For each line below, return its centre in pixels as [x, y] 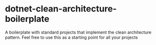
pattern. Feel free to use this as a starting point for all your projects [71, 37]
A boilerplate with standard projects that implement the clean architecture [78, 32]
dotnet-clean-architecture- [61, 9]
